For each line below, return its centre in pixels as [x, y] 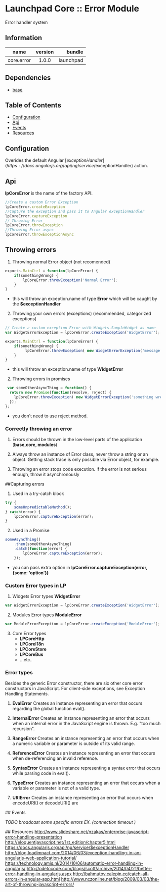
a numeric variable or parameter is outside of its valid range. [74, 743]
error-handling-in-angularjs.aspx [39, 874]
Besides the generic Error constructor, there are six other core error [74, 683]
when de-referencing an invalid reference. [55, 758]
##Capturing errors [25, 484]
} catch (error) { [23, 512]
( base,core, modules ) [35, 445]
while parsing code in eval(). [41, 773]
